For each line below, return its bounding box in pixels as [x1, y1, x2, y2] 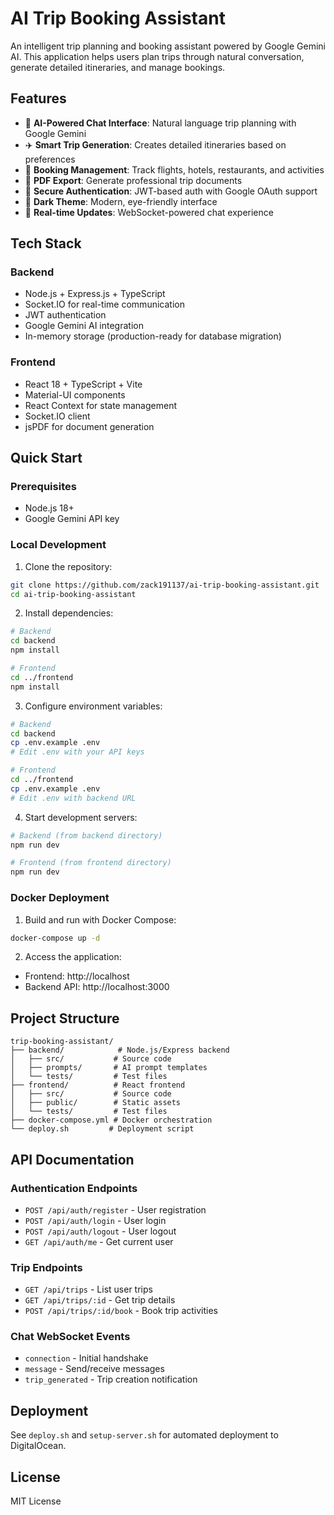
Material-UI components [24, 388, 126, 401]
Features [10, 90, 67, 107]
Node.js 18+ [24, 502, 75, 514]
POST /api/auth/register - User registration [24, 1203, 207, 1216]
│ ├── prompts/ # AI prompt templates [10, 1063, 208, 1073]
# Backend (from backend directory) [10, 830, 163, 841]
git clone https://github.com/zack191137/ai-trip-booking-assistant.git [10, 580, 320, 590]
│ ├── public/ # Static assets [10, 1098, 182, 1108]
